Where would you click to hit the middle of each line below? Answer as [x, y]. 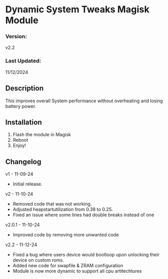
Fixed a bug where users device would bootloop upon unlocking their [86, 255]
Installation [24, 122]
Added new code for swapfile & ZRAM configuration [68, 266]
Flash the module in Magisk [42, 135]
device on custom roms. [38, 260]
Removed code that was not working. [52, 204]
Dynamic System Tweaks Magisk [78, 10]
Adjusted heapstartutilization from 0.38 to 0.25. [63, 210]
